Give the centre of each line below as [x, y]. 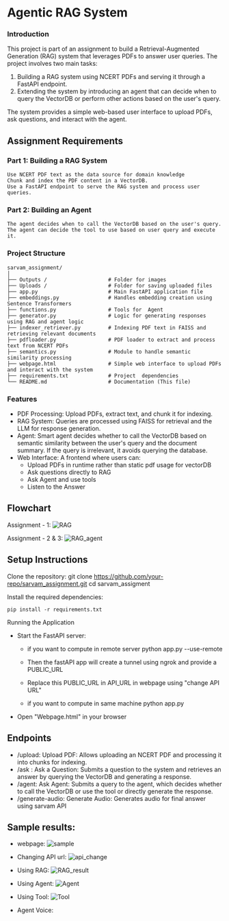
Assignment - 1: [29, 525]
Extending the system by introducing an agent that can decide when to [117, 91]
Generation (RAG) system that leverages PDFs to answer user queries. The [112, 56]
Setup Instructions [48, 560]
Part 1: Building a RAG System [57, 161]
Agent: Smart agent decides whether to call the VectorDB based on [112, 436]
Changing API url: [42, 857]
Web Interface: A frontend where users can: [79, 458]
